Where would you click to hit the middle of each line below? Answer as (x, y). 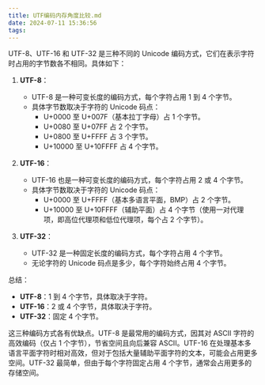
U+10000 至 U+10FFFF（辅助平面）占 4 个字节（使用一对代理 (144, 209)
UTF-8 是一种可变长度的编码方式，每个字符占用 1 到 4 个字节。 (134, 97)
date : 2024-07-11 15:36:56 (53, 23)
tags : (17, 30)
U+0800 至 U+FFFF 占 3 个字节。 (98, 137)
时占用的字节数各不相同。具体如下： (67, 63)
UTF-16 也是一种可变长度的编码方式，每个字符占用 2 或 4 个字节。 (139, 180)
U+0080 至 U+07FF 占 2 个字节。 (98, 126)
